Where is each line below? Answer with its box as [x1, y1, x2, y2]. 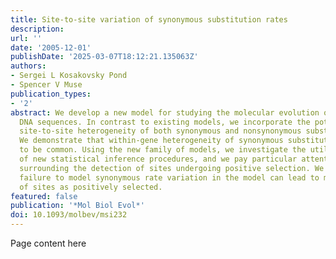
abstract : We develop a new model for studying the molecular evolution [10, 107, 320, 118]
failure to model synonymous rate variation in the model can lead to [19, 172, 320, 183]
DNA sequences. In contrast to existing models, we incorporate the [19, 117, 311, 127]
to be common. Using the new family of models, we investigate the [19, 145, 307, 155]
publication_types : [10, 89, 92, 99]
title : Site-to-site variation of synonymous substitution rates [10, 14, 288, 25]
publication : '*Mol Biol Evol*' [10, 201, 145, 211]
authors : [10, 61, 47, 71]
